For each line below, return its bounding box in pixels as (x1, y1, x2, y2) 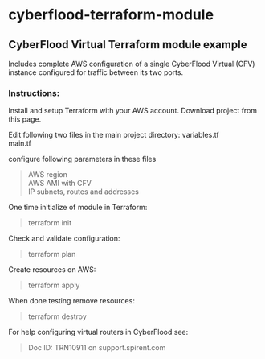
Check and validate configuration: (8, 233, 120, 243)
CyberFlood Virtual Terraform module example (8, 38, 247, 52)
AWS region (27, 170, 68, 179)
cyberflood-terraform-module (8, 6, 214, 24)
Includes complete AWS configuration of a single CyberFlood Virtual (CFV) (8, 59, 255, 68)
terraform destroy (27, 312, 87, 321)
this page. (8, 114, 42, 124)
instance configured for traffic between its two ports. (8, 68, 184, 77)
